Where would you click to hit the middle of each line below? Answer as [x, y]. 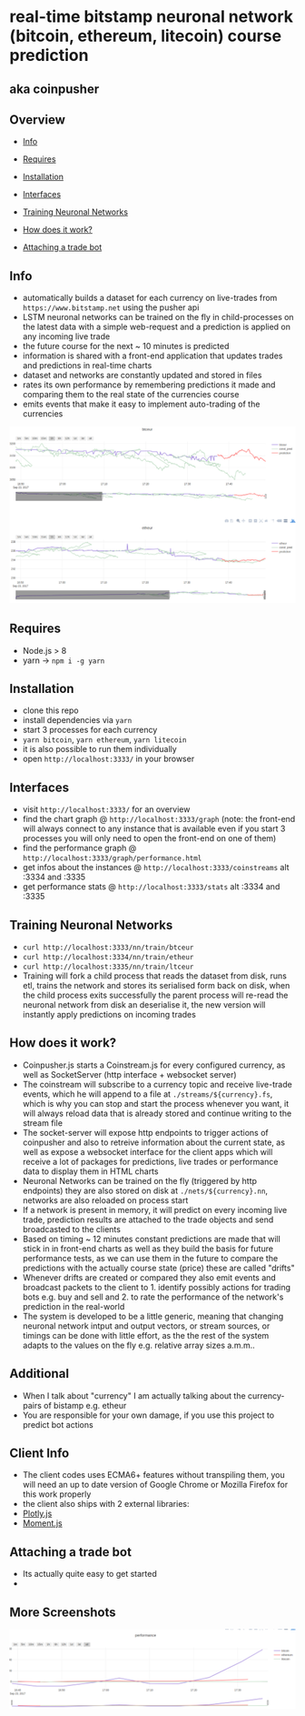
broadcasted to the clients [71, 1229]
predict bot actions [58, 1424]
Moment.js [42, 1523]
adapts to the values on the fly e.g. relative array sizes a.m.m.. [139, 1345]
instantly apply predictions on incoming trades [109, 1015]
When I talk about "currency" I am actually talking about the [134, 1395]
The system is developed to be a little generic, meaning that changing [153, 1316]
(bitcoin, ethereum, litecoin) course [146, 36]
